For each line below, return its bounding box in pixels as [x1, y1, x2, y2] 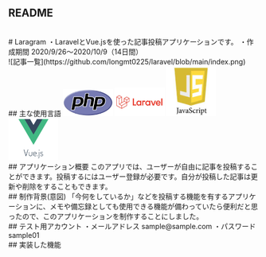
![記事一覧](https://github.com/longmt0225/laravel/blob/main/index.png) [8, 56, 246, 66]
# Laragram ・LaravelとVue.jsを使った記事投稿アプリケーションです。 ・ [8, 37, 247, 46]
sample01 [8, 231, 40, 240]
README [8, 6, 53, 20]
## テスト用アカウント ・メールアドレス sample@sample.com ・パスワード [8, 222, 256, 232]
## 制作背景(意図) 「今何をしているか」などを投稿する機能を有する [8, 192, 229, 201]
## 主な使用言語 [8, 108, 61, 118]
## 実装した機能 [8, 240, 61, 250]
